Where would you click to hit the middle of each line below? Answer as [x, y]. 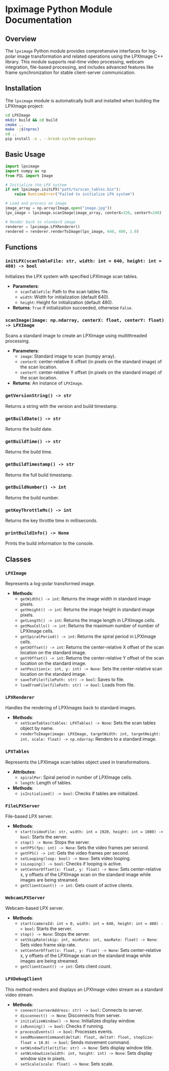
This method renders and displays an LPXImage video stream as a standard [84, 989]
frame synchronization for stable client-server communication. [70, 72]
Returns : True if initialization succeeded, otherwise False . [73, 308]
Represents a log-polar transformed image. [50, 584]
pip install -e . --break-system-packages [51, 139]
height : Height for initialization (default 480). [67, 302]
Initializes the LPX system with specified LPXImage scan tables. [72, 277]
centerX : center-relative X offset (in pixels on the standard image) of [91, 362]
